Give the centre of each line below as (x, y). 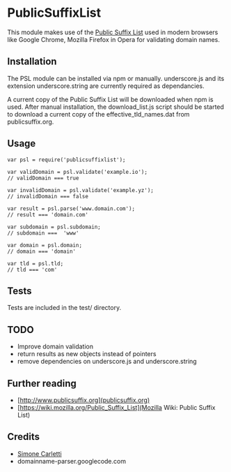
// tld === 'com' (32, 270)
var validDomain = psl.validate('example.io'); (78, 172)
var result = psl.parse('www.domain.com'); (71, 208)
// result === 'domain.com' (48, 214)
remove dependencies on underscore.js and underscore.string (107, 362)
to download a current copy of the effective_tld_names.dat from (98, 114)
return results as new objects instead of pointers (87, 354)
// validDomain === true (43, 178)
